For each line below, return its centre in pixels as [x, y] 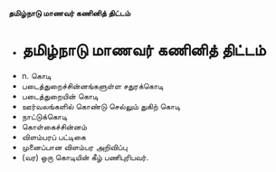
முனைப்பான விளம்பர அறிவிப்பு [74, 147]
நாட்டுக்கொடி [44, 116]
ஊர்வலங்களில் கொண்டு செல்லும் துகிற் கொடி [101, 106]
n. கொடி [36, 75]
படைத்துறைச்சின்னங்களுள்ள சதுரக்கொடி [92, 86]
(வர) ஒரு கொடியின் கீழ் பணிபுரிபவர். [85, 157]
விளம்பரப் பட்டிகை [54, 137]
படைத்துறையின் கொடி [60, 96]
